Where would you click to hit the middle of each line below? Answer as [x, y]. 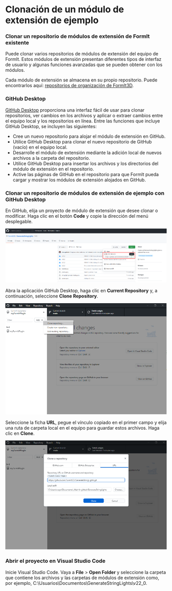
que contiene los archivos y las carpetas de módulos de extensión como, [82, 578]
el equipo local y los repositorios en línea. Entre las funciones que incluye [83, 121]
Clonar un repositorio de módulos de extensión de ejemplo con [85, 193]
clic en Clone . [20, 433]
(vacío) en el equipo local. [40, 147]
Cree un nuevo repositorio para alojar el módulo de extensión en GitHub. [89, 136]
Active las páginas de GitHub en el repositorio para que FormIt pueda [86, 174]
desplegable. [19, 222]
